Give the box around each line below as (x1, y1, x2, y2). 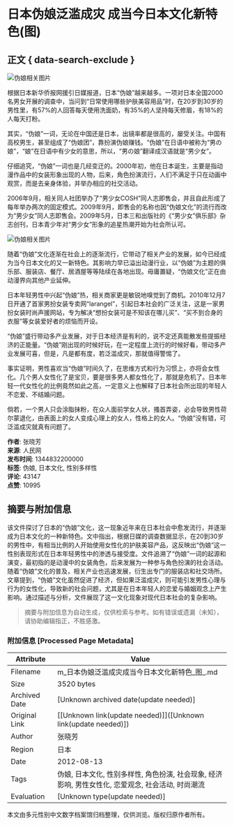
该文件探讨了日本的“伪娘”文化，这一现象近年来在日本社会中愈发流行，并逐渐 (7, 523, 226, 531)
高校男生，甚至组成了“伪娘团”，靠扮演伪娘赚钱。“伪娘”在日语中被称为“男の (7, 138, 222, 147)
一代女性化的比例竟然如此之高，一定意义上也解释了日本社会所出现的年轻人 (13, 382, 227, 389)
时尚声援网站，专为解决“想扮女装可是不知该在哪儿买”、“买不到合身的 (25, 309, 223, 316)
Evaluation (10, 791, 45, 801)
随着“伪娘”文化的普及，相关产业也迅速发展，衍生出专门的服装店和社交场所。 (7, 567, 226, 575)
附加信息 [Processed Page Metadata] (7, 636, 134, 646)
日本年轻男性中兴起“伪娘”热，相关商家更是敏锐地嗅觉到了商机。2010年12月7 (7, 291, 226, 299)
